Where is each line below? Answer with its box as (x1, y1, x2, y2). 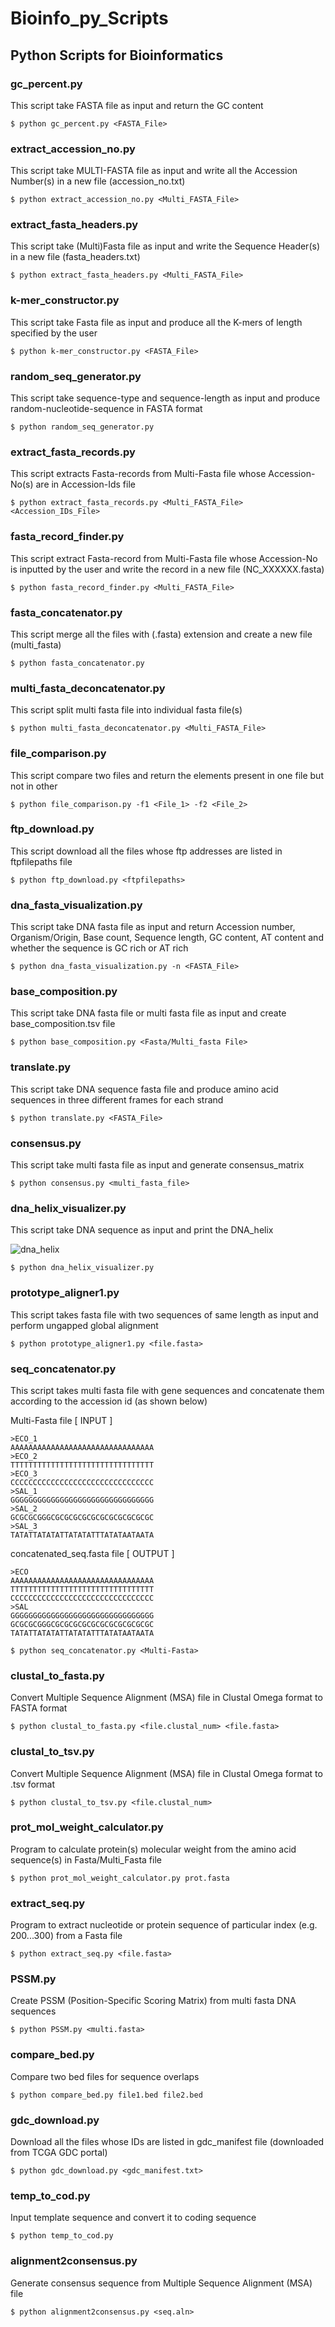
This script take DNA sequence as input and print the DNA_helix (10, 1224, 274, 1236)
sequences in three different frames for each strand (10, 1093, 224, 1106)
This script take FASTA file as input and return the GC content (10, 99, 264, 111)
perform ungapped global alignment (10, 1319, 159, 1331)
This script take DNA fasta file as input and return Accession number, (10, 921, 296, 933)
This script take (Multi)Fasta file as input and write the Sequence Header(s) (10, 240, 320, 252)
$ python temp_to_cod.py (10, 2231, 114, 2241)
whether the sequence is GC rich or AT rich (10, 942, 189, 954)
